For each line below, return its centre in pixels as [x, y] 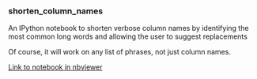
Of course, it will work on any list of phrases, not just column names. [120, 52]
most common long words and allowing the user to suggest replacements [128, 36]
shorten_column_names [56, 11]
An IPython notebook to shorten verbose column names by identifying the [128, 28]
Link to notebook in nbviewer [55, 67]
